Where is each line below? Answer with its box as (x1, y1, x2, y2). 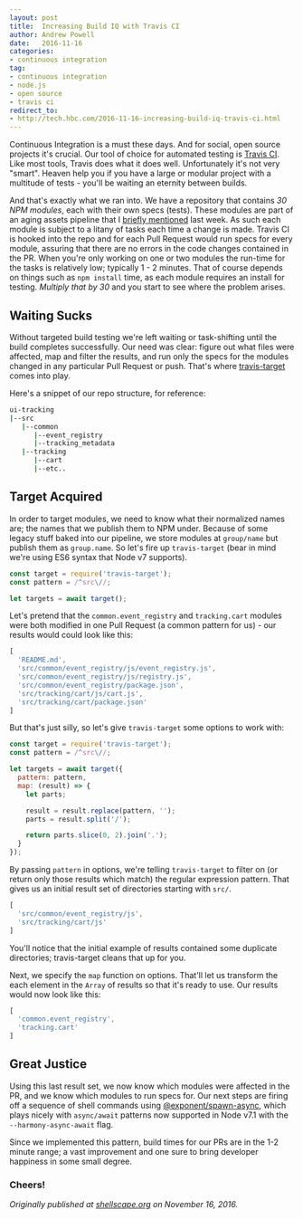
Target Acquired (9, 490, 103, 505)
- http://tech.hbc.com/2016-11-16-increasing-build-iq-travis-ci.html (9, 114, 281, 123)
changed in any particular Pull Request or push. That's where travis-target (9, 360, 286, 371)
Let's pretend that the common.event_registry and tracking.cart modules (9, 610, 282, 621)
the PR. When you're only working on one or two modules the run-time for (9, 252, 286, 263)
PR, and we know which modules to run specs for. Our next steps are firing (9, 1090, 289, 1100)
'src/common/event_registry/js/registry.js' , (17, 672, 193, 681)
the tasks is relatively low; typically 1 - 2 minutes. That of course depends (9, 262, 283, 273)
